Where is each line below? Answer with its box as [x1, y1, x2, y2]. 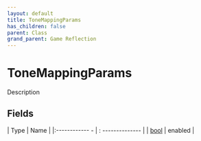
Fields [7, 108, 34, 120]
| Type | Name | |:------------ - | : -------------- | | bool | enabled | [7, 126, 195, 134]
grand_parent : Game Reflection [7, 36, 97, 43]
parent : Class [7, 29, 48, 36]
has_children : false [7, 23, 67, 30]
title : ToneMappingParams [7, 17, 81, 23]
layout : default [7, 10, 54, 17]
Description [7, 88, 40, 96]
